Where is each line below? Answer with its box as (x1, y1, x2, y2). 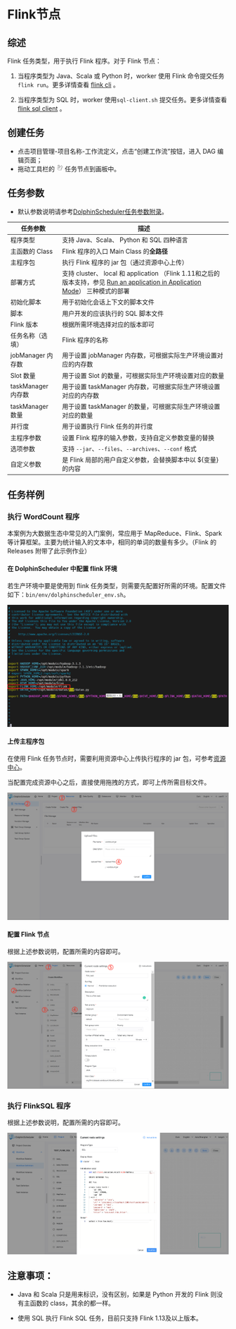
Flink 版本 (10, 320, 39, 329)
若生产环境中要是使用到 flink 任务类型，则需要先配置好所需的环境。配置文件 (7, 581, 226, 589)
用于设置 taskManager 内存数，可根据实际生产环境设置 (62, 382, 221, 391)
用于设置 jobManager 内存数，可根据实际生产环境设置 (62, 351, 218, 360)
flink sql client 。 (17, 104, 66, 113)
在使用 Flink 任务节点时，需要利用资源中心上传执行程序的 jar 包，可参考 (7, 754, 214, 762)
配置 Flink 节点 (7, 930, 50, 938)
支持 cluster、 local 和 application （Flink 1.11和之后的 (62, 269, 220, 278)
